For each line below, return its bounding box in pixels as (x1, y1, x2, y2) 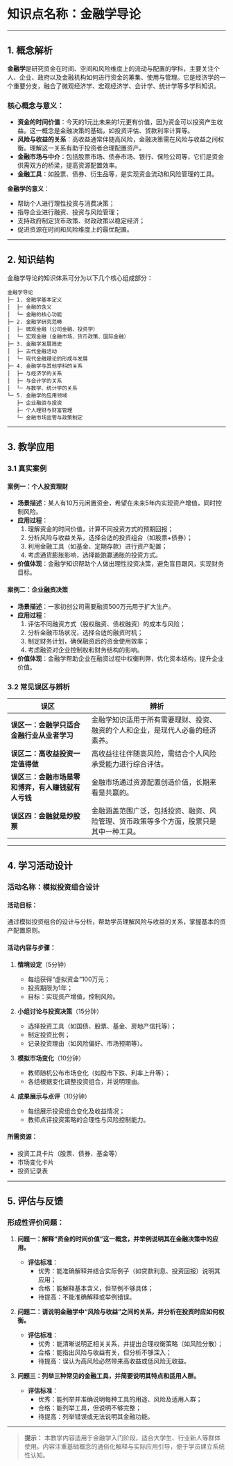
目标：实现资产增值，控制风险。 (27, 992, 119, 1001)
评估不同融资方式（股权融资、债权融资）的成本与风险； (27, 619, 186, 628)
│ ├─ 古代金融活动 (7, 347, 58, 354)
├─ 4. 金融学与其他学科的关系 (7, 362, 83, 370)
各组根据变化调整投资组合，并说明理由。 (27, 1077, 144, 1085)
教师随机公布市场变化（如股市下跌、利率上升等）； (27, 1069, 171, 1077)
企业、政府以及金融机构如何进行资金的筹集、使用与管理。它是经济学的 (19, 73, 220, 81)
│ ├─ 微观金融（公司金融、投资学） (7, 325, 98, 333)
